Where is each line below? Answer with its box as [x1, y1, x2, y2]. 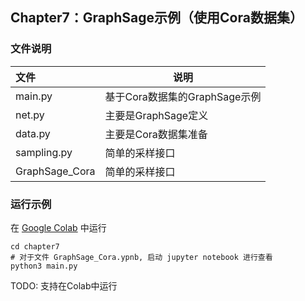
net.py [15, 108, 45, 122]
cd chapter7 [10, 241, 60, 252]
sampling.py [15, 145, 73, 159]
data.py [15, 126, 51, 140]
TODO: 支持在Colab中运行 [10, 279, 118, 292]
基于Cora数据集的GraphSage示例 [104, 89, 262, 103]
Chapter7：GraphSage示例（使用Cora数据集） [10, 9, 303, 27]
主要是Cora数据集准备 [104, 127, 208, 141]
